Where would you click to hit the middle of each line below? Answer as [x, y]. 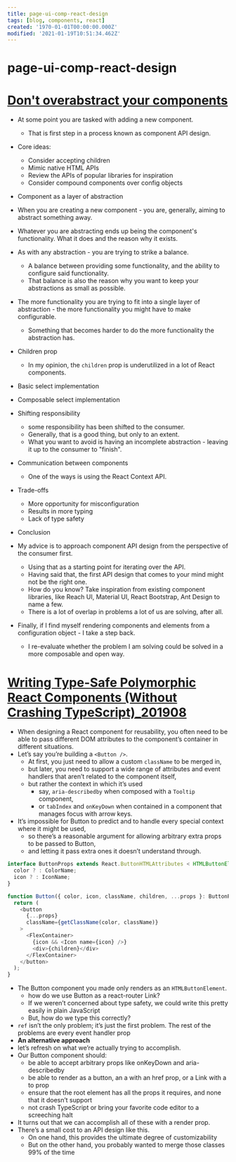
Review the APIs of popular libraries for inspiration [100, 176]
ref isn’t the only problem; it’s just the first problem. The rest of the [114, 1026]
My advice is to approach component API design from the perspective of [123, 546]
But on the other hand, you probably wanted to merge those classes [126, 1145]
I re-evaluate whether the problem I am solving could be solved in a [125, 646]
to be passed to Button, [62, 844]
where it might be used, [52, 829]
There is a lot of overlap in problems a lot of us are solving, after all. [125, 612]
